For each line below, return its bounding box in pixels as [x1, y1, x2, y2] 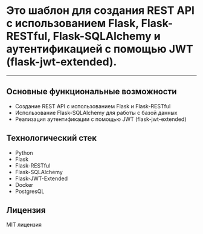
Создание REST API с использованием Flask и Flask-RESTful [14, 102, 171, 109]
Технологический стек [6, 133, 97, 143]
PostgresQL [14, 187, 45, 195]
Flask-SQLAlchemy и [53, 30, 161, 43]
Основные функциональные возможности [6, 86, 177, 97]
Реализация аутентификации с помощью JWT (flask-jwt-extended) [14, 115, 187, 123]
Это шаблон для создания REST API [6, 4, 195, 18]
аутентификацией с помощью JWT [6, 42, 193, 56]
